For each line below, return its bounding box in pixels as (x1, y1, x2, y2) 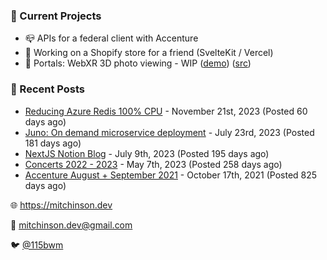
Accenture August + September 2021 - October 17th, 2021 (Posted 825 (24, 169, 318, 181)
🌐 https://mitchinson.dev (10, 199, 113, 211)
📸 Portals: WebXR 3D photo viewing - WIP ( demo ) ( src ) (24, 57, 252, 69)
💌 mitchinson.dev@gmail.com (10, 219, 133, 231)
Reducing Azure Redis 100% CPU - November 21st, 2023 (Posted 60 (24, 105, 308, 117)
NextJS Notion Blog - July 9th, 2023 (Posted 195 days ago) (24, 147, 270, 159)
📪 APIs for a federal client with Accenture (24, 32, 199, 44)
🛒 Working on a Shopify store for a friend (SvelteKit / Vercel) (24, 47, 274, 59)
